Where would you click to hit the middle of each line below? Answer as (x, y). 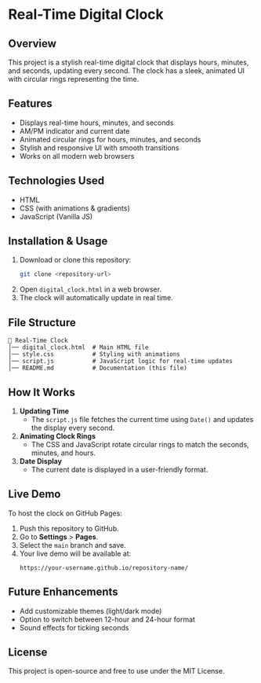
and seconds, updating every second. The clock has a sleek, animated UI (127, 71)
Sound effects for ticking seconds (74, 627)
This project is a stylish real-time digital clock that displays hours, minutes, (129, 62)
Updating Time (44, 411)
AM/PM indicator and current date (74, 130)
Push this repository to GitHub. (69, 528)
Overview (33, 44)
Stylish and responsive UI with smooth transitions (99, 148)
